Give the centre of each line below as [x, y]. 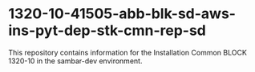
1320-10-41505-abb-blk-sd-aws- [122, 14]
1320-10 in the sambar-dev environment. [75, 61]
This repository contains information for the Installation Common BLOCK [127, 52]
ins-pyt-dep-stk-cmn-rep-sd [107, 30]
